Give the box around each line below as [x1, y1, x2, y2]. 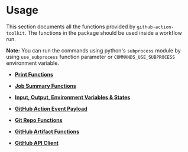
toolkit [6, 30, 25, 36]
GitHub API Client [14, 139, 59, 146]
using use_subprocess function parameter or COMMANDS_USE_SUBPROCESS [6, 53, 176, 60]
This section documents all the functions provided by [6, 23, 136, 30]
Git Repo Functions [14, 116, 63, 124]
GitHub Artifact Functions [14, 128, 80, 135]
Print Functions [14, 71, 54, 78]
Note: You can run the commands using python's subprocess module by [6, 47, 181, 54]
